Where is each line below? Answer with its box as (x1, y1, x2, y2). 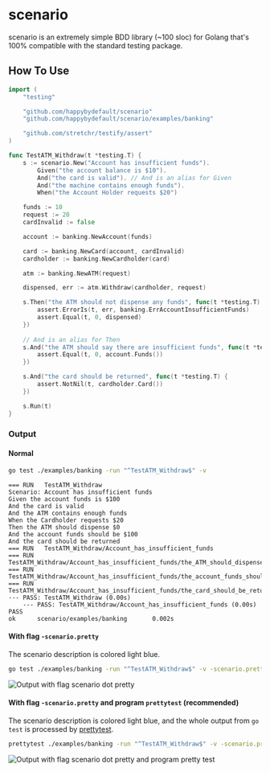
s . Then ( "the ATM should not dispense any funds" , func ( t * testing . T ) (22, 298, 261, 306)
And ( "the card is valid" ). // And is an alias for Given (37, 174, 231, 182)
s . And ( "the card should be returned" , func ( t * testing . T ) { (22, 372, 228, 381)
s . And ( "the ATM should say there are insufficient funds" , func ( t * (22, 343, 257, 351)
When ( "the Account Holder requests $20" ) (37, 189, 178, 197)
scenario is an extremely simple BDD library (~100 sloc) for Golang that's (8, 32, 249, 42)
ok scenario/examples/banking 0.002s (8, 614, 174, 622)
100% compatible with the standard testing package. (8, 40, 183, 50)
